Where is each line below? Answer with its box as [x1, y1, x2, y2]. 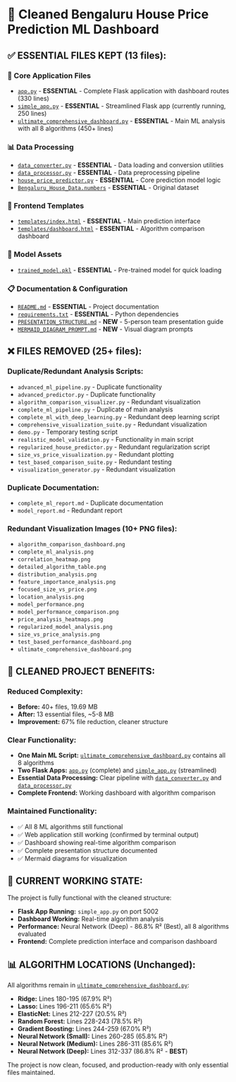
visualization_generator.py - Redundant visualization [17, 465, 176, 474]
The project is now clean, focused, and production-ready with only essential [7, 1061, 229, 1069]
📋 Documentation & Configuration [7, 284, 128, 294]
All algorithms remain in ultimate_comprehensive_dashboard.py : [7, 981, 190, 990]
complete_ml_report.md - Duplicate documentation [17, 499, 163, 507]
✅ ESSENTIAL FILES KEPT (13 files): [7, 49, 167, 61]
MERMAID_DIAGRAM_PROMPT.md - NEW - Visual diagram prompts [17, 325, 194, 334]
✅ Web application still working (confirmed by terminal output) [17, 830, 199, 838]
